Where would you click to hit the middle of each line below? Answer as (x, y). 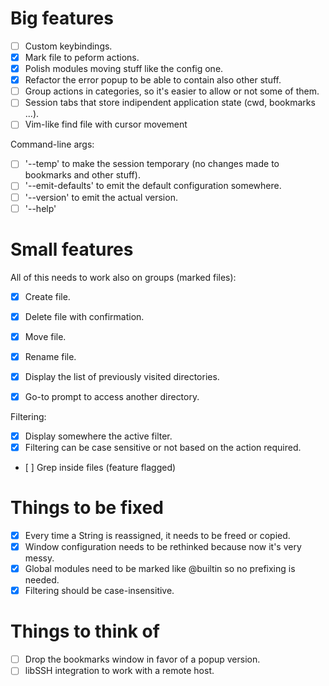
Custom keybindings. (68, 46)
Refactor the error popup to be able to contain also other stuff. (153, 80)
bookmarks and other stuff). (82, 175)
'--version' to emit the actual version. (101, 197)
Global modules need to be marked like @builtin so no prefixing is (160, 569)
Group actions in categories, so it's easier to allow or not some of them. (172, 91)
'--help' (40, 208)
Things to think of (85, 631)
